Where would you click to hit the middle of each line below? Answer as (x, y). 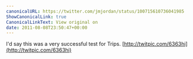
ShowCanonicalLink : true (36, 17)
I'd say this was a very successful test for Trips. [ (65, 44)
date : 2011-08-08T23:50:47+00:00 (47, 27)
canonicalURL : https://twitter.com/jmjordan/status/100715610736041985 (95, 11)
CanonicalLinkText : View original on (52, 22)
